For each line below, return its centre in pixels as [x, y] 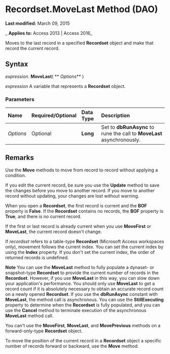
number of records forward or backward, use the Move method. [72, 346]
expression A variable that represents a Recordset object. [66, 86]
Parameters [20, 99]
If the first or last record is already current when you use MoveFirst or [78, 226]
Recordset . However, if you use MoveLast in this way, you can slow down [82, 278]
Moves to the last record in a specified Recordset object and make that [79, 43]
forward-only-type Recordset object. [44, 331]
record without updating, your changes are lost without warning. [72, 196]
